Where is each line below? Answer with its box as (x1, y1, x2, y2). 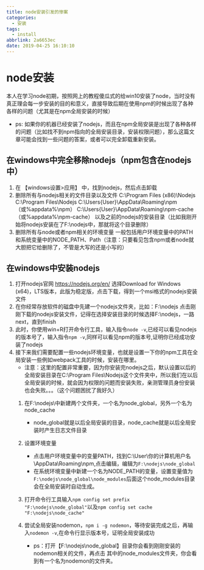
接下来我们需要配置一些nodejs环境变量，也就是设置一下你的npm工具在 (15, 349, 193, 356)
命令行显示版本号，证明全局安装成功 (63, 529, 155, 537)
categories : (6, 15, 37, 21)
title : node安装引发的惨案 (6, 9, 68, 15)
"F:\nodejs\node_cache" (24, 510, 85, 516)
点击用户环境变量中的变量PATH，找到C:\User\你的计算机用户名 (33, 453, 191, 460)
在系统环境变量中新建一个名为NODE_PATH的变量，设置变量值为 (33, 468, 193, 475)
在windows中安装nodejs (6, 263, 100, 274)
